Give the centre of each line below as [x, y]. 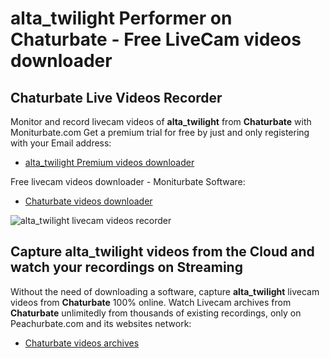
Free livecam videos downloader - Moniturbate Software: [128, 181]
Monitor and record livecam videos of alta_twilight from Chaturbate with [161, 121]
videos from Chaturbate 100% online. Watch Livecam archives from [151, 302]
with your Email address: [61, 143]
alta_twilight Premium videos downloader [109, 162]
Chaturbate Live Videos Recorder [116, 97]
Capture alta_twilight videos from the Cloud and [162, 252]
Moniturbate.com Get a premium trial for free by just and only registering [160, 132]
